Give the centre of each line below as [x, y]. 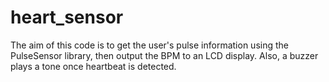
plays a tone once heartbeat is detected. [93, 66]
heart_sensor [67, 17]
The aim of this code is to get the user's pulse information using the [149, 45]
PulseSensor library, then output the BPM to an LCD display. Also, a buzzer [164, 55]
